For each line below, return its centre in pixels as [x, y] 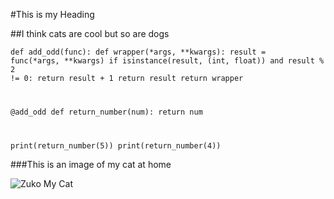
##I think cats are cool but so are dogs [90, 33]
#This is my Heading [52, 14]
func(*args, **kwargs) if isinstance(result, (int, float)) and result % [167, 61]
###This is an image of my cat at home [91, 164]
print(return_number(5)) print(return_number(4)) [116, 145]
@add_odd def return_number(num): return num [106, 112]
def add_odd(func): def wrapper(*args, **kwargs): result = [138, 52]
